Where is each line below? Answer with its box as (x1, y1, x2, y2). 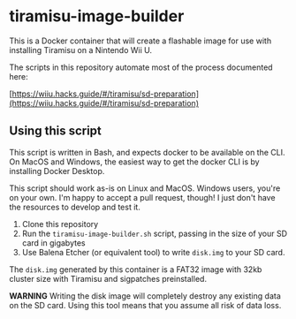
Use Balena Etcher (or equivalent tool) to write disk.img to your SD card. (21, 247, 285, 257)
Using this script (9, 124, 102, 139)
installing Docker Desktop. (9, 165, 105, 176)
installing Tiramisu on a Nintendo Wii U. (9, 44, 153, 55)
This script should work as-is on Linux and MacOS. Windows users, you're (9, 183, 281, 194)
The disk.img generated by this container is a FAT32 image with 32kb (9, 263, 262, 275)
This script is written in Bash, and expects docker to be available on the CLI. (9, 147, 285, 157)
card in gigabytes (21, 237, 86, 248)
